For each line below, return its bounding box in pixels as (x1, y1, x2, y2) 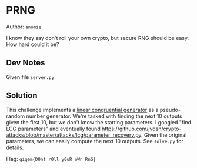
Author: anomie (6, 23, 42, 30)
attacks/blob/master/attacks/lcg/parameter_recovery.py (6, 131, 142, 139)
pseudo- (159, 106, 181, 113)
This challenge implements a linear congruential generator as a (6, 106, 159, 113)
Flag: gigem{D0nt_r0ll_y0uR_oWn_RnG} (6, 155, 96, 162)
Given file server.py (6, 73, 55, 80)
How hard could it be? (6, 41, 59, 48)
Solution (6, 91, 38, 101)
